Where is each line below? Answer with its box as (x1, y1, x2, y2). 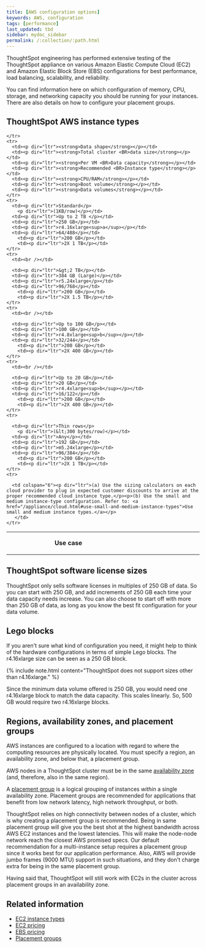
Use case (54, 538, 83, 547)
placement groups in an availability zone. (6, 881, 110, 888)
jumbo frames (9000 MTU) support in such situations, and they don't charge (6, 856, 200, 863)
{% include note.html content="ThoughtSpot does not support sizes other (6, 667, 193, 674)
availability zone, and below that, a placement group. (6, 755, 140, 763)
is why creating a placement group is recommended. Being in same (6, 817, 177, 825)
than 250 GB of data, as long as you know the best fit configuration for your (6, 601, 197, 608)
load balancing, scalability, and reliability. (6, 74, 110, 81)
